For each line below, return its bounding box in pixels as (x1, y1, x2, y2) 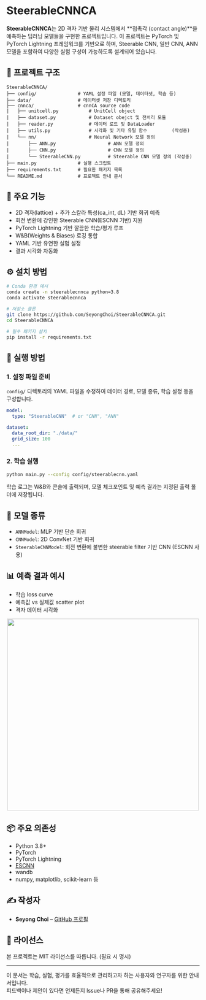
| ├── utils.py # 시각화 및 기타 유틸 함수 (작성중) (6, 127, 190, 134)
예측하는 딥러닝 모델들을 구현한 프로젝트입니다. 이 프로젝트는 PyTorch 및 (6, 32, 180, 40)
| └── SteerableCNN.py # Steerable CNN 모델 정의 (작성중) (6, 153, 193, 160)
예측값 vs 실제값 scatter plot (15, 599, 85, 606)
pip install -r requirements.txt (6, 334, 92, 340)
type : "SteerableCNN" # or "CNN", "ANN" (12, 413, 120, 419)
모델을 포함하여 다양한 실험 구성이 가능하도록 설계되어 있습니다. (6, 47, 158, 55)
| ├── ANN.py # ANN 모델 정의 (6, 140, 144, 147)
